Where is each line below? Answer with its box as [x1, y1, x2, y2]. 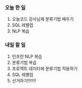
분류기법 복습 [12, 59, 37, 65]
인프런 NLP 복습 [12, 53, 42, 59]
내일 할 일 [5, 42, 25, 48]
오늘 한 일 [5, 4, 25, 11]
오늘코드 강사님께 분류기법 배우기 [12, 16, 74, 22]
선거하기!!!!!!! [12, 77, 36, 83]
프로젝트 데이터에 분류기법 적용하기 [12, 65, 78, 71]
